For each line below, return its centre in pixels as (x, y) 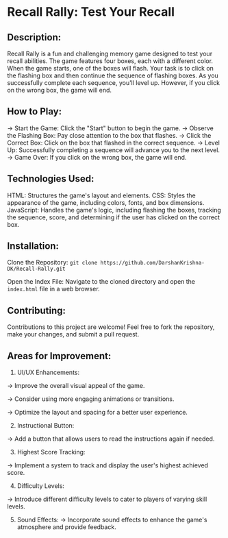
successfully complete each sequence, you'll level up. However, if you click (114, 83)
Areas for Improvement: (59, 356)
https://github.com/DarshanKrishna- (153, 263)
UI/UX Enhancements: (48, 372)
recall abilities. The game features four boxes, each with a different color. (110, 61)
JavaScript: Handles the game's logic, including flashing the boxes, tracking (114, 210)
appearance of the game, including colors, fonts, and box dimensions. (106, 202)
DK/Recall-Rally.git (37, 269)
